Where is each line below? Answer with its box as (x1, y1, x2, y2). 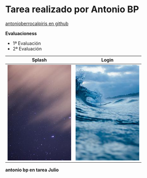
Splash (32, 57, 47, 63)
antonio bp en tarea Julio (5, 167, 59, 173)
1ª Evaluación (12, 40, 41, 46)
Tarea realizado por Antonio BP (5, 4, 139, 15)
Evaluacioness (5, 30, 37, 36)
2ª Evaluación (12, 45, 42, 52)
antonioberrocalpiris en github (5, 20, 69, 27)
